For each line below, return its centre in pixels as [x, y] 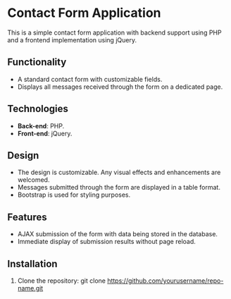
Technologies [38, 109]
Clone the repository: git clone [61, 281]
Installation [32, 263]
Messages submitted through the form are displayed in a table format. [119, 188]
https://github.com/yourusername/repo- [165, 281]
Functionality [37, 62]
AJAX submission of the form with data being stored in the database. [118, 234]
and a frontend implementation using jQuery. [72, 39]
